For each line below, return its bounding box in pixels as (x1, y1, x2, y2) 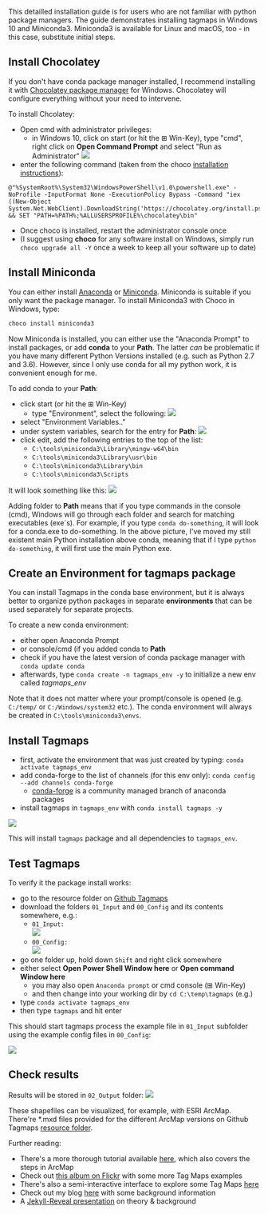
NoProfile (8, 190, 41, 198)
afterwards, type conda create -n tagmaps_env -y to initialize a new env (19, 669, 257, 679)
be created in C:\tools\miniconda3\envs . (8, 711, 142, 721)
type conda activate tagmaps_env (19, 997, 130, 1007)
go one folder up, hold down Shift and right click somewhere (19, 955, 222, 964)
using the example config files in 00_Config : (8, 1029, 152, 1039)
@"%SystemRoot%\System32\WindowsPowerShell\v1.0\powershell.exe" (8, 183, 230, 191)
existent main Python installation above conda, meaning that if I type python (8, 535, 257, 545)
